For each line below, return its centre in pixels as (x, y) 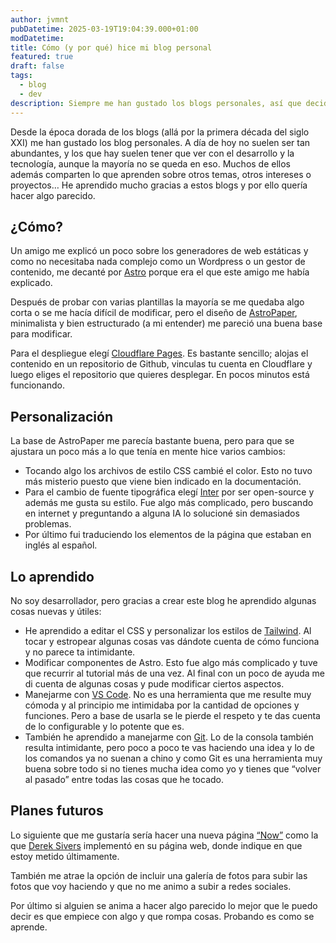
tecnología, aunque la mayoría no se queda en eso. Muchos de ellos (151, 163)
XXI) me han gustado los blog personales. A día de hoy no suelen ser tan (160, 142)
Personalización (62, 416)
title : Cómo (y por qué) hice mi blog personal (111, 47)
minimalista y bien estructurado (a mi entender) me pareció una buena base (166, 323)
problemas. (48, 524)
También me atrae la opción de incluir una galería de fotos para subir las (159, 875)
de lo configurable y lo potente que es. (104, 726)
